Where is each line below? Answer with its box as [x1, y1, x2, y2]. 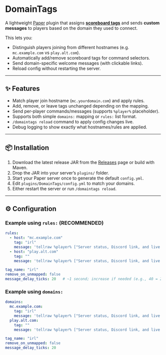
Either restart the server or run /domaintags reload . [12, 185, 117, 191]
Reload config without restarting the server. [12, 65, 101, 71]
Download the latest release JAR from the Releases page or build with [12, 159, 155, 165]
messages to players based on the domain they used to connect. [5, 25, 138, 31]
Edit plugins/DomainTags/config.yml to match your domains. [12, 180, 135, 186]
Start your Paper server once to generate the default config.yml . [12, 175, 144, 181]
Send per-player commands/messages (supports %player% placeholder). [12, 108, 160, 114]
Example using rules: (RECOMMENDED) [5, 219, 104, 226]
